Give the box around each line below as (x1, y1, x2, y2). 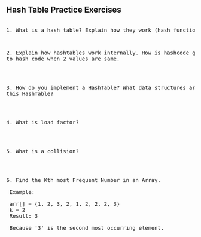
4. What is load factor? (6, 119, 79, 126)
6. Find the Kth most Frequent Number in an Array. (6, 177, 162, 183)
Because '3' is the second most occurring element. (9, 224, 165, 231)
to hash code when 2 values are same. (6, 55, 120, 62)
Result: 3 (9, 212, 38, 219)
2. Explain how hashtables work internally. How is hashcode (6, 49, 190, 56)
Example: (9, 189, 35, 195)
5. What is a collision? (6, 148, 79, 154)
